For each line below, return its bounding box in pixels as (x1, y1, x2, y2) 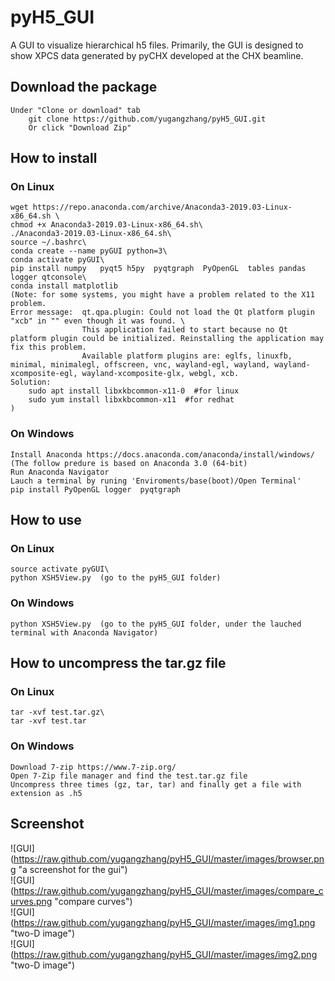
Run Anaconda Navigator (10, 467, 110, 477)
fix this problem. (10, 342, 87, 353)
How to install (10, 150, 98, 167)
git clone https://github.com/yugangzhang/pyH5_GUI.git (28, 114, 267, 124)
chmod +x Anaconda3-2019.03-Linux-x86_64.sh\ (10, 220, 203, 230)
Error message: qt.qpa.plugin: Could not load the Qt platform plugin (10, 307, 315, 318)
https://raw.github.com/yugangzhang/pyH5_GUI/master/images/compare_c (13, 884, 324, 896)
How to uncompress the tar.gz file (10, 655, 227, 672)
